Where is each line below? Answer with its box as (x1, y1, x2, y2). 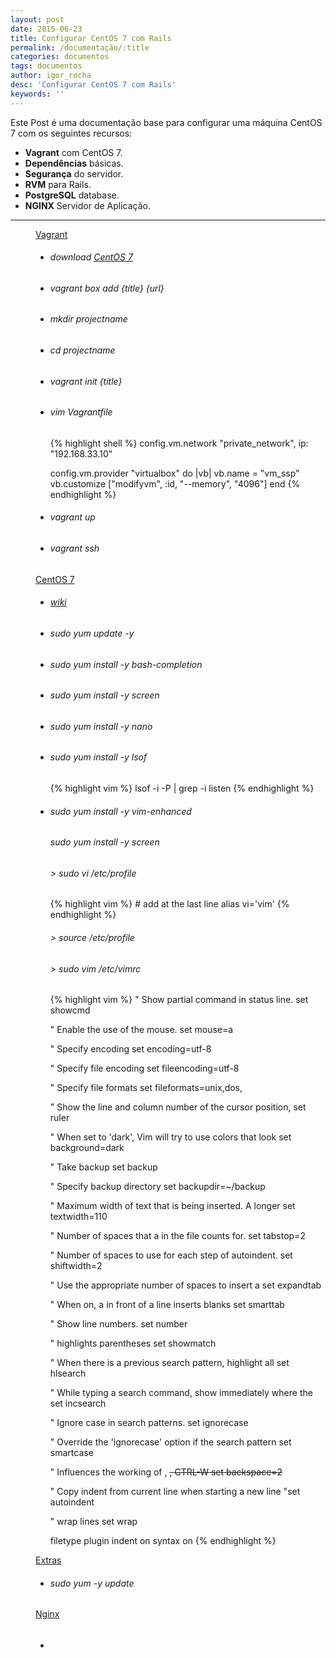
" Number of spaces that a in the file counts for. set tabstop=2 (49, 1230, 306, 1242)
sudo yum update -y (49, 627, 135, 639)
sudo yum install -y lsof (49, 751, 148, 763)
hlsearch (49, 1367, 87, 1380)
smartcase (49, 1447, 94, 1459)
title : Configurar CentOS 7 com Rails (10, 33, 172, 43)
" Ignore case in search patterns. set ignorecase (49, 1417, 249, 1429)
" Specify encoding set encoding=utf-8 (49, 1043, 212, 1055)
